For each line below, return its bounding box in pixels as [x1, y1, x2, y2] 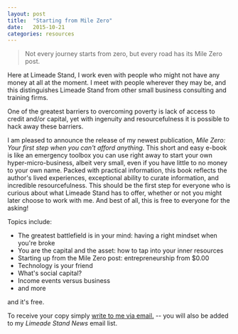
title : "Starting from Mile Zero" [7, 17, 113, 24]
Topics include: [7, 218, 52, 226]
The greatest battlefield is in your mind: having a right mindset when [17, 231, 218, 240]
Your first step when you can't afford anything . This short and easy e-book [7, 143, 227, 152]
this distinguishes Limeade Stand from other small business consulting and [7, 86, 227, 94]
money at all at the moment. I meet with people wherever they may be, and [7, 79, 226, 87]
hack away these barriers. [7, 122, 84, 131]
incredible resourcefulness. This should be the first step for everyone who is [7, 182, 231, 190]
